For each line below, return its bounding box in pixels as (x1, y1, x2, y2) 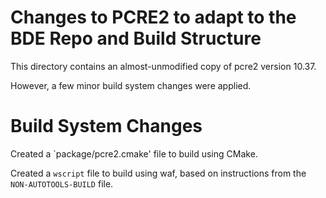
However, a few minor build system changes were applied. (10, 79, 252, 91)
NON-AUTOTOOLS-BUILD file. (10, 177, 114, 190)
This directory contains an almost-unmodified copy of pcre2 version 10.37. (10, 60, 317, 72)
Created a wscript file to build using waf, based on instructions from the (10, 167, 307, 179)
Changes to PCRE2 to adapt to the (10, 6, 297, 29)
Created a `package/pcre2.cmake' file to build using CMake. (10, 147, 258, 160)
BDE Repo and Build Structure (10, 27, 262, 50)
